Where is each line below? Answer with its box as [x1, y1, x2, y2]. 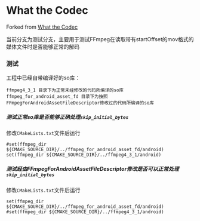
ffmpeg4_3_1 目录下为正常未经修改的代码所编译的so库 [6, 87, 124, 93]
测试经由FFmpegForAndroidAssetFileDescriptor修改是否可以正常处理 [6, 165, 179, 172]
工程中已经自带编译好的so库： [6, 74, 81, 81]
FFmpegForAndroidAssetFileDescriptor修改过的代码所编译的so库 [6, 100, 154, 106]
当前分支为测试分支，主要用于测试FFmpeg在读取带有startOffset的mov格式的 [6, 35, 194, 42]
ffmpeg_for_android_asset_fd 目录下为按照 [6, 94, 108, 100]
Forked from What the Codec [6, 23, 78, 30]
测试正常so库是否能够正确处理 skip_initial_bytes [6, 113, 129, 120]
